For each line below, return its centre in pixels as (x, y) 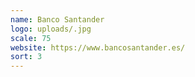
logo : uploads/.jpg (51, 29)
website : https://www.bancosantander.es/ (98, 47)
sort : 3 (26, 57)
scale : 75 (31, 38)
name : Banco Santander (57, 19)
